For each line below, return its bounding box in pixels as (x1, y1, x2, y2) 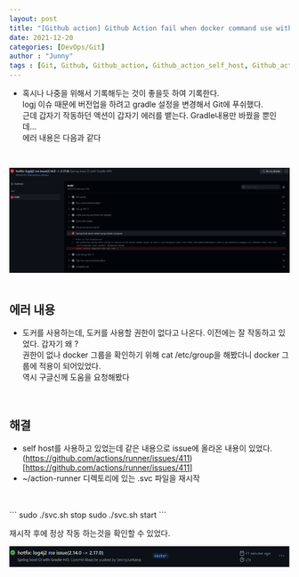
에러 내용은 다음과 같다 (21, 132, 101, 142)
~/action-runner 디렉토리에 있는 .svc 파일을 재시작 (21, 473, 200, 484)
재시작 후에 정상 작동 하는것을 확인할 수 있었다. (9, 528, 171, 539)
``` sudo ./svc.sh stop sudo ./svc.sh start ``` (9, 509, 167, 520)
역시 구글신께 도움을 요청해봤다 (21, 372, 130, 382)
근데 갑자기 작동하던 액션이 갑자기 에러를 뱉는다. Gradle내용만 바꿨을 (21, 110, 261, 120)
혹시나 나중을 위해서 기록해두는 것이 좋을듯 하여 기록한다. (21, 88, 220, 98)
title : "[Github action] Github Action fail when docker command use (9, 23, 273, 33)
